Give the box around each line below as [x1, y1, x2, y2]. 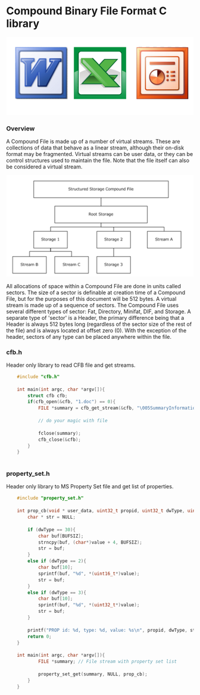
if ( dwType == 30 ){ [27, 526, 76, 532]
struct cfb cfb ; [27, 392, 68, 398]
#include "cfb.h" [17, 373, 60, 379]
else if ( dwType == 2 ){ [27, 558, 86, 564]
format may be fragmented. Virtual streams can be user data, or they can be [6, 150, 193, 157]
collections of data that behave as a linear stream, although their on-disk [6, 144, 185, 151]
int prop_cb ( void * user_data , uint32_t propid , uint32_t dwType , [17, 508, 185, 514]
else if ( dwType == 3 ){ [27, 590, 86, 596]
